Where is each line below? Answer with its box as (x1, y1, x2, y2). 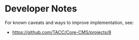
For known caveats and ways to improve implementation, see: (5, 19, 134, 25)
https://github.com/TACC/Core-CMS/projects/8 (12, 29, 112, 35)
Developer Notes (5, 3, 77, 14)
